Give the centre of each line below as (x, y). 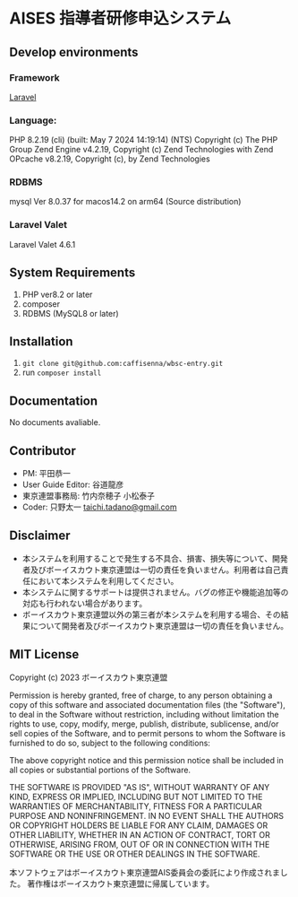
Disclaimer (40, 536)
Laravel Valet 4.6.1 (43, 244)
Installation (41, 341)
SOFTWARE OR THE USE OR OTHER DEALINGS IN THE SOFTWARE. (135, 854)
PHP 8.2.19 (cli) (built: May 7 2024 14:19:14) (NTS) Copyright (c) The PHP (144, 140)
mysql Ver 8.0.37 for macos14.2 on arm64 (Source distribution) (125, 202)
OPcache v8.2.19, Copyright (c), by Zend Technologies (110, 159)
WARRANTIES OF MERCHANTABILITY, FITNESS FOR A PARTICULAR (136, 806)
